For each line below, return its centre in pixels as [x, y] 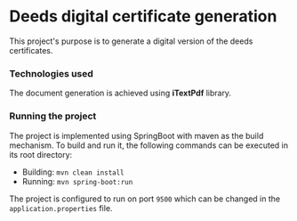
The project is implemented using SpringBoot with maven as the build [136, 135]
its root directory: [41, 154]
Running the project [53, 116]
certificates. [31, 50]
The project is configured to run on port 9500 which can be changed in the [145, 199]
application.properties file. [61, 208]
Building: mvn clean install [73, 172]
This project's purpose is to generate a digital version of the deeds [131, 41]
